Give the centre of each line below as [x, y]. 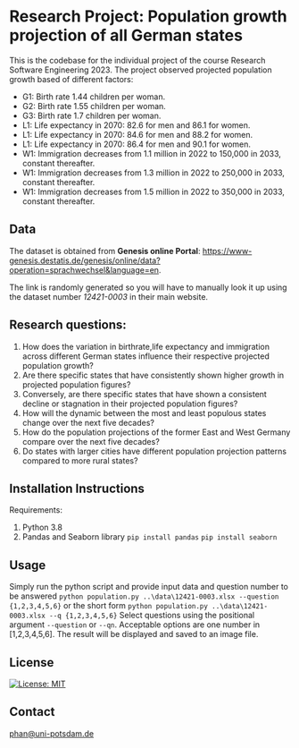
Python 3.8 [42, 527]
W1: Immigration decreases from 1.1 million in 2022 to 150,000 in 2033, [151, 153]
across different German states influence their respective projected [145, 356]
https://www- [227, 251]
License [32, 663]
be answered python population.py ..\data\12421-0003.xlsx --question [144, 596]
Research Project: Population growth [148, 17]
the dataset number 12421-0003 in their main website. [108, 296]
